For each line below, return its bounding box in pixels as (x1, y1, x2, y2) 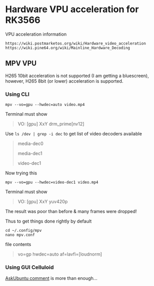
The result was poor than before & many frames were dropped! (5, 208, 137, 214)
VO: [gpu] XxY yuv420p (17, 199, 68, 205)
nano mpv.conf (5, 232, 35, 238)
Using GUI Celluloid (5, 264, 54, 271)
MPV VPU (5, 59, 37, 68)
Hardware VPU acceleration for (5, 4, 139, 15)
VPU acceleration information (5, 31, 67, 37)
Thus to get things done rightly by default (5, 218, 92, 224)
